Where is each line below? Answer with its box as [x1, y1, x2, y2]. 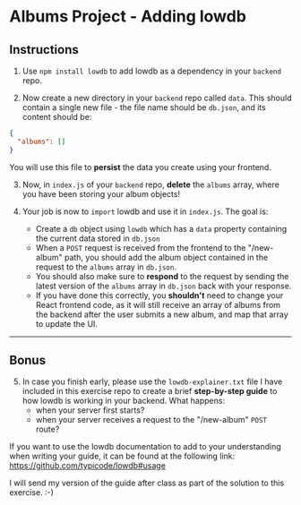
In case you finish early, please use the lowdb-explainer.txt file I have [21, 376, 283, 387]
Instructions [9, 42, 79, 57]
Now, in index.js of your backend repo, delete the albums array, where [21, 179, 279, 190]
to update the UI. [35, 318, 99, 329]
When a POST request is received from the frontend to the [35, 242, 246, 252]
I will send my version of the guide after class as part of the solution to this [9, 477, 285, 489]
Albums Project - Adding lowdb [9, 6, 246, 27]
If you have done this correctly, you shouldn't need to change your [35, 289, 284, 301]
